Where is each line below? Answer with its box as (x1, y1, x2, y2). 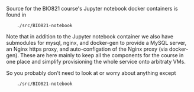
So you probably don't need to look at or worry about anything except (6, 70, 176, 76)
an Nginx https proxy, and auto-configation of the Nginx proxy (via (6, 45, 168, 52)
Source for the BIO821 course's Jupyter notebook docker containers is (6, 5, 179, 12)
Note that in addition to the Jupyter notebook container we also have (6, 33, 173, 40)
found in (6, 11, 27, 18)
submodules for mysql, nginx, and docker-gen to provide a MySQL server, (6, 40, 187, 46)
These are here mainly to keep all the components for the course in (20, 52, 184, 58)
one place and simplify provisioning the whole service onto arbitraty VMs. (6, 58, 186, 65)
